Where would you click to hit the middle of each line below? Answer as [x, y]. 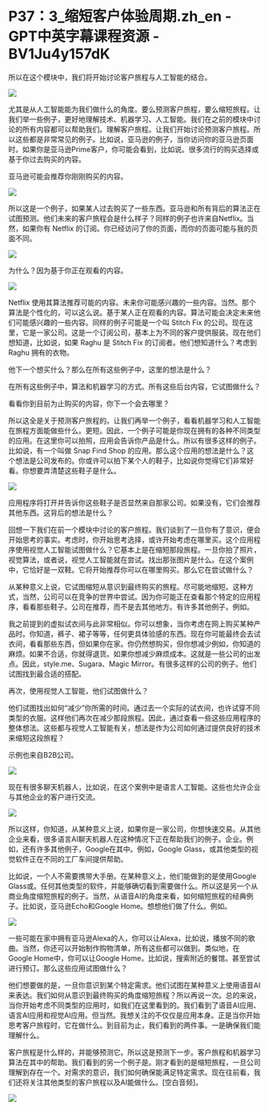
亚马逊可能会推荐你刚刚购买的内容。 [68, 176]
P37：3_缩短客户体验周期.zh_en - [120, 16]
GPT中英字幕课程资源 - [84, 36]
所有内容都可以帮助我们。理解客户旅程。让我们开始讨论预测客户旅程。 [138, 129]
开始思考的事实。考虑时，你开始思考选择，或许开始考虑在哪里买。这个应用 [131, 539]
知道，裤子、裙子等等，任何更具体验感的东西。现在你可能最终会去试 [148, 633]
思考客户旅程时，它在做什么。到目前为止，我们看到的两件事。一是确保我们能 [134, 1025]
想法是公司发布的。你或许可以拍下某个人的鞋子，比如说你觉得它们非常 [130, 460]
